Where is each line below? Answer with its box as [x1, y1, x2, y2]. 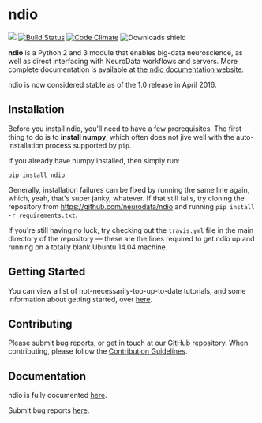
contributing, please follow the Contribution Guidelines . [8, 346, 188, 356]
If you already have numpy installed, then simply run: [8, 155, 180, 165]
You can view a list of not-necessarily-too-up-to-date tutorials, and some [8, 286, 246, 295]
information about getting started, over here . [8, 294, 153, 304]
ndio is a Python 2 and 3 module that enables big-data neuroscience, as [8, 47, 243, 57]
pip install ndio [8, 171, 65, 179]
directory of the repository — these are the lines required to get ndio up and [8, 234, 255, 243]
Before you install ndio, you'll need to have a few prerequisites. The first [8, 124, 242, 133]
